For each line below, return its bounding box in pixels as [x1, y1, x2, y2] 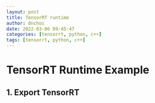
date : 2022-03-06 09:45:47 [6, 25, 75, 32]
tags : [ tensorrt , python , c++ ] [6, 37, 86, 43]
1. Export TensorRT [6, 87, 80, 98]
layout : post [6, 8, 40, 15]
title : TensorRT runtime [6, 15, 69, 21]
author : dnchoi [6, 20, 45, 26]
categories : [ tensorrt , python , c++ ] [6, 32, 102, 38]
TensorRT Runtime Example [6, 63, 150, 77]
